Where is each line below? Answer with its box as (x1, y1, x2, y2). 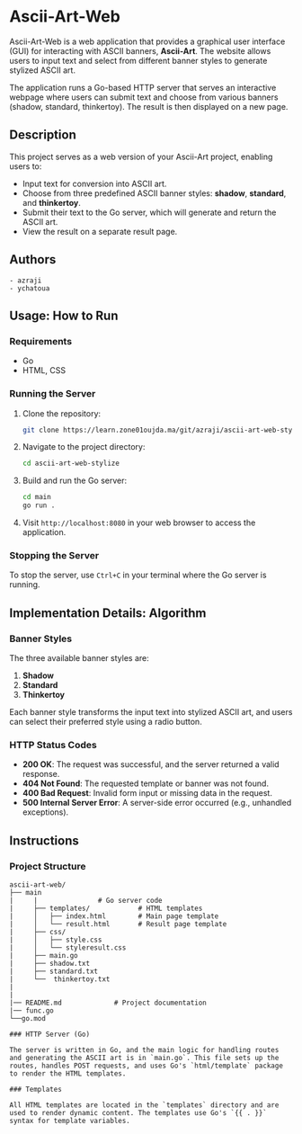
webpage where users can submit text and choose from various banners (9, 92, 279, 103)
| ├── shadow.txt (9, 960, 91, 969)
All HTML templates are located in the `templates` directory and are (9, 1101, 280, 1110)
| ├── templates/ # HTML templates (9, 904, 203, 914)
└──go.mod (9, 1014, 47, 1023)
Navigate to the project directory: (22, 442, 146, 452)
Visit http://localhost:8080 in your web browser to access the (22, 517, 256, 528)
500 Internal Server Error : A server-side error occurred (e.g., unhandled (22, 798, 292, 808)
